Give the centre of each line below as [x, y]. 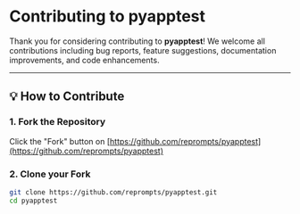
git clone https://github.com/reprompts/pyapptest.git [113, 192]
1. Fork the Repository [58, 122]
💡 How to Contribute [67, 97]
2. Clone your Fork [50, 174]
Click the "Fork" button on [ [60, 141]
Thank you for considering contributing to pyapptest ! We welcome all [137, 41]
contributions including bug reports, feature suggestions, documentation [143, 50]
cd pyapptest [33, 201]
